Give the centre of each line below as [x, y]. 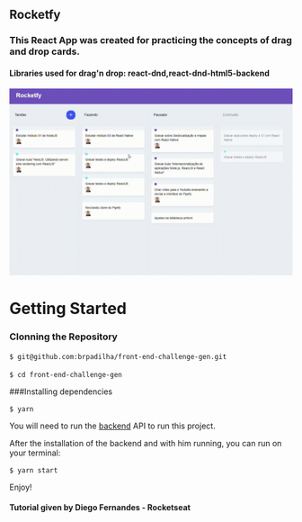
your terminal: [35, 453]
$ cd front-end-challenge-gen [66, 374]
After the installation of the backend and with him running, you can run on [146, 443]
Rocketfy [35, 15]
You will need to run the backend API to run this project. [112, 426]
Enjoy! [21, 487]
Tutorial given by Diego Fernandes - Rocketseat [100, 508]
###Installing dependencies [61, 391]
